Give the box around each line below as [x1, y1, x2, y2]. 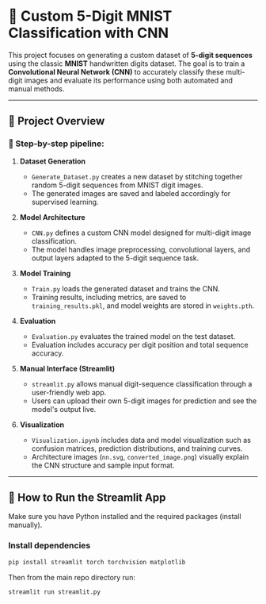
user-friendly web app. [31, 387, 107, 397]
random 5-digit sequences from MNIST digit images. [31, 180, 203, 190]
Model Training [19, 268, 71, 278]
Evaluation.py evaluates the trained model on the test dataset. [31, 331, 236, 340]
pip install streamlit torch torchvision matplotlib [8, 558, 186, 566]
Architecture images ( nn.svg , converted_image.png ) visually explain [31, 452, 249, 461]
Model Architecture [19, 212, 85, 221]
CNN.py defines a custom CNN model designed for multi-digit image [31, 228, 252, 237]
